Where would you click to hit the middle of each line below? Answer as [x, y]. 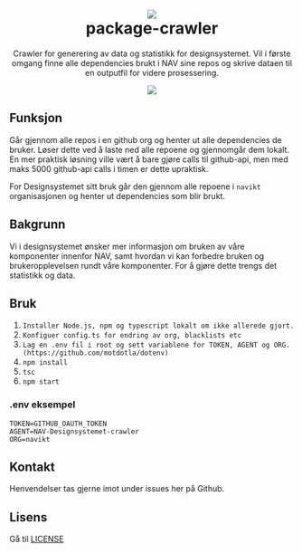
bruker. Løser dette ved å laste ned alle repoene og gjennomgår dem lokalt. [149, 149]
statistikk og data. [42, 275]
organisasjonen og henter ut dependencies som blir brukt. [118, 195]
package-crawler [152, 29]
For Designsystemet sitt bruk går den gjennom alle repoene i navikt [135, 186]
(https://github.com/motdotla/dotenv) [95, 353]
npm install [45, 363]
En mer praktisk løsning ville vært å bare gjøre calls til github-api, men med [149, 159]
